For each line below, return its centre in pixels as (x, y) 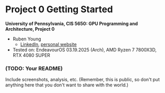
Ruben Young (27, 39)
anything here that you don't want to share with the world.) (67, 85)
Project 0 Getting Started (59, 9)
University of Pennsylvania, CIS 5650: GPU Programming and (72, 24)
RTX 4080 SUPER (31, 55)
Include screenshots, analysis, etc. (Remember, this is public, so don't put (82, 80)
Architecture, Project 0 (30, 29)
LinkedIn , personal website (48, 44)
